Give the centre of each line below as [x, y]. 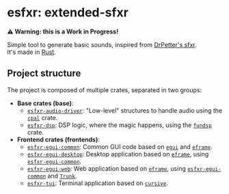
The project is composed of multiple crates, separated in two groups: [105, 89]
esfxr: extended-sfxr [68, 13]
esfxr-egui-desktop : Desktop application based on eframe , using [118, 154]
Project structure [44, 73]
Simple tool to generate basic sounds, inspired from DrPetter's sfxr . [102, 44]
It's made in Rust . [31, 52]
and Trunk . [62, 176]
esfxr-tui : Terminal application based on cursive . [98, 183]
